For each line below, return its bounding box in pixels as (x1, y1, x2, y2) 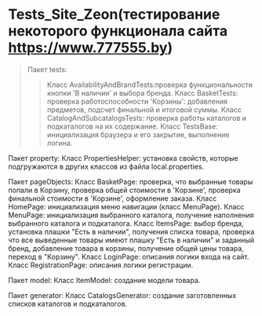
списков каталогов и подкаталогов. (8, 299, 128, 308)
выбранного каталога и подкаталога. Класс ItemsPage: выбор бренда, (8, 218, 245, 228)
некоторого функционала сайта (8, 22, 228, 40)
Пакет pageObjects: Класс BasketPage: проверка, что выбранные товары (8, 176, 253, 186)
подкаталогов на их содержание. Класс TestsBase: (46, 122, 218, 131)
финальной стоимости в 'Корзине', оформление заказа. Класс (8, 194, 217, 203)
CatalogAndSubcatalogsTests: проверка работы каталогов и (46, 113, 247, 122)
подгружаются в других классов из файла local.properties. (8, 162, 205, 171)
